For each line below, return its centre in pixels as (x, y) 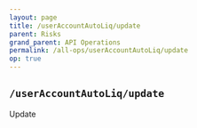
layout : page (33, 17)
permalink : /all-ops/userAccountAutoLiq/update (99, 51)
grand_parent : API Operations (65, 42)
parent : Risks (35, 34)
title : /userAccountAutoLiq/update (75, 26)
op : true (25, 59)
